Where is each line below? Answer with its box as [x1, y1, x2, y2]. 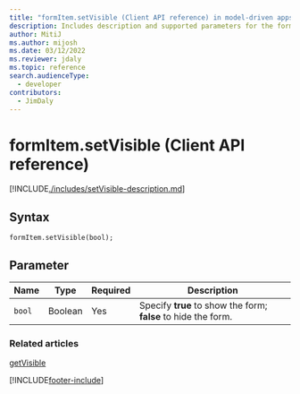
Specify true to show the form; [139, 299, 268, 312]
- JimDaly [17, 96, 54, 106]
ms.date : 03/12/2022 [9, 47, 87, 56]
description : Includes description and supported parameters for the [9, 21, 274, 30]
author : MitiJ [9, 30, 62, 39]
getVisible [9, 357, 46, 368]
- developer [17, 80, 62, 89]
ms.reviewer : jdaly [9, 55, 82, 64]
